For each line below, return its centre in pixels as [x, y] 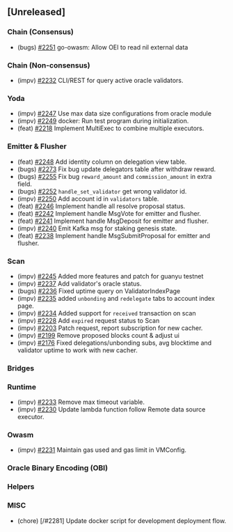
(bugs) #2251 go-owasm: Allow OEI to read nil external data [103, 47]
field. [25, 184]
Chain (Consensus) [41, 32]
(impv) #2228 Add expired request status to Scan [88, 320]
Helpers [21, 487]
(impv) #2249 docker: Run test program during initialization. [103, 121]
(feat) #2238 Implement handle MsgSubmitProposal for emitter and [114, 235]
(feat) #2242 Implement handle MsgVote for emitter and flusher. [109, 213]
